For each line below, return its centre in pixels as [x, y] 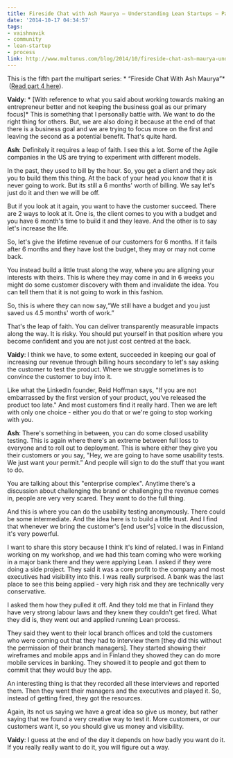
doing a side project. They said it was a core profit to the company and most [116, 569]
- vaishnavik [26, 33]
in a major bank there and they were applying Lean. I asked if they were [109, 562]
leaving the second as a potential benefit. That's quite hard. [92, 136]
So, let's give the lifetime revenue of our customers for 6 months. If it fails [112, 242]
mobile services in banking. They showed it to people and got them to [107, 662]
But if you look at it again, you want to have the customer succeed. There [112, 206]
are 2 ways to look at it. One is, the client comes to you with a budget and [112, 213]
